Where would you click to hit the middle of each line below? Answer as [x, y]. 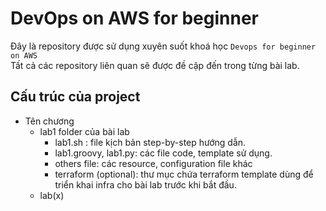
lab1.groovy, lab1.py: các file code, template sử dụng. [163, 153]
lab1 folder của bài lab [84, 131]
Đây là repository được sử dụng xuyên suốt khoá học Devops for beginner [163, 46]
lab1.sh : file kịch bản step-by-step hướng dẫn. [150, 142]
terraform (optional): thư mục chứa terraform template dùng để [184, 174]
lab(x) [52, 195]
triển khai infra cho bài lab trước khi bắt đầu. [145, 184]
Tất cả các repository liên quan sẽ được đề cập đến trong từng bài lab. [155, 65]
